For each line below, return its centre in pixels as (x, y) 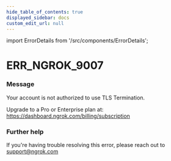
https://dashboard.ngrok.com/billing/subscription (68, 116)
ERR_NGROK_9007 (55, 65)
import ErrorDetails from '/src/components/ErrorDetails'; (77, 41)
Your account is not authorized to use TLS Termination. (76, 98)
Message (20, 84)
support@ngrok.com (32, 152)
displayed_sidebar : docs (38, 18)
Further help (25, 132)
